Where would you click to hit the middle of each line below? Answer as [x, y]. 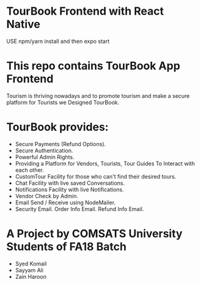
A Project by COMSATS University [94, 234]
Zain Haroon [31, 276]
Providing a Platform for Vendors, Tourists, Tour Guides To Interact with [105, 163]
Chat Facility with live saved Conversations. [70, 183]
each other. [30, 170]
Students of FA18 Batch [67, 246]
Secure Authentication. [44, 150]
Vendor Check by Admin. [46, 196]
